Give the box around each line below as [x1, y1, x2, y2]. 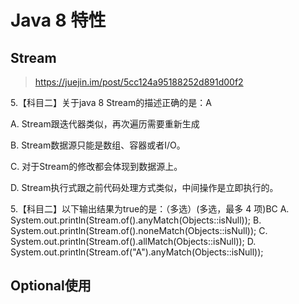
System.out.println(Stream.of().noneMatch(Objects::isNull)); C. [10, 225, 268, 236]
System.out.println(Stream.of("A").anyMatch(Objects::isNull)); [10, 246, 264, 258]
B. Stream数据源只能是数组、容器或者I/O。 [10, 139, 186, 151]
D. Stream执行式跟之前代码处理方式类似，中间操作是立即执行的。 [10, 182, 279, 193]
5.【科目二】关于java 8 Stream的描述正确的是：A [10, 97, 212, 108]
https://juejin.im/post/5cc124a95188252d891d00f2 [34, 76, 244, 88]
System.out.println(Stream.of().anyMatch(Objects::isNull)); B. [10, 214, 262, 226]
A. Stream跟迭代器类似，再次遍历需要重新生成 [10, 118, 200, 130]
